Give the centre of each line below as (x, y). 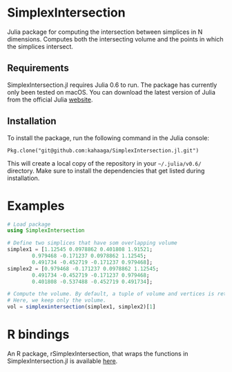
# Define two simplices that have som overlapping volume (92, 243)
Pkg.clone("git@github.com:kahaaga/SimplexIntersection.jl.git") (103, 150)
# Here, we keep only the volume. (57, 301)
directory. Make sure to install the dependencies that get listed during (106, 170)
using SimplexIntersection (46, 231)
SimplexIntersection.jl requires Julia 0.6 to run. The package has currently (112, 85)
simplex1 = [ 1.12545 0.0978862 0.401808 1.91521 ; (80, 250)
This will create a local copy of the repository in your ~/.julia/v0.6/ (104, 163)
